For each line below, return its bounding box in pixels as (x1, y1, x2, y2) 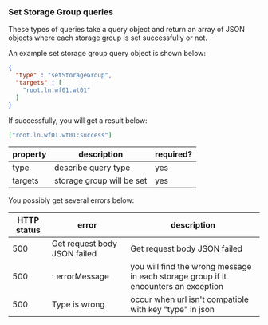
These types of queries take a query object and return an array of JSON (8, 25, 245, 34)
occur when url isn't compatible (130, 294, 249, 305)
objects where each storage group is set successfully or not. (8, 33, 207, 42)
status (15, 224, 41, 236)
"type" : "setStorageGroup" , (15, 71, 112, 80)
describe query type (54, 162, 131, 173)
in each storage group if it (130, 271, 227, 282)
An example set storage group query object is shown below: (8, 49, 206, 58)
